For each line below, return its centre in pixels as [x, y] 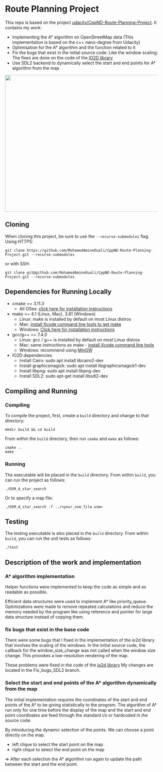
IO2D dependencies [32, 355]
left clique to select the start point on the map [57, 744]
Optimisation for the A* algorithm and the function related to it [74, 47]
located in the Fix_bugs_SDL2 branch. [43, 670]
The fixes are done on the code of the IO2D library [62, 57]
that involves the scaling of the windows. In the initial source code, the [75, 645]
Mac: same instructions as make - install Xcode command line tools [87, 345]
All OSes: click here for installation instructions [66, 309]
